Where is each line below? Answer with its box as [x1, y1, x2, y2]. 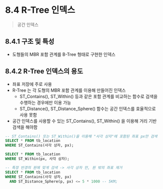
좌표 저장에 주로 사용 [12, 81, 52, 87]
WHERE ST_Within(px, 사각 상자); [5, 157, 70, 162]
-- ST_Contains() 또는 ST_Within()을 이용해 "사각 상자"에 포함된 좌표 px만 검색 [5, 134, 158, 139]
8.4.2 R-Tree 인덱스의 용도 [5, 67, 83, 76]
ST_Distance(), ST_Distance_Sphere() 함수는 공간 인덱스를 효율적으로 [19, 106, 156, 111]
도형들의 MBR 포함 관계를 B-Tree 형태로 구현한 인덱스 [12, 51, 116, 57]
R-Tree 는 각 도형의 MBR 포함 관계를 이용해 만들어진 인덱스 [12, 87, 126, 93]
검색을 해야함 [12, 124, 38, 130]
